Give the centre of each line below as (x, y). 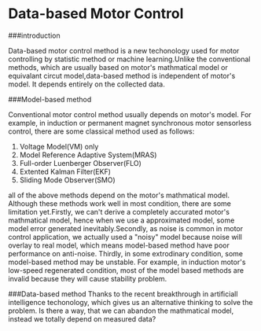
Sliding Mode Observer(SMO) (67, 180)
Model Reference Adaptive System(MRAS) (88, 155)
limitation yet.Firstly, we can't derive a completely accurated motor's (119, 211)
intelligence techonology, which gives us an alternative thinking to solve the (130, 302)
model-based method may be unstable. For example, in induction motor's (127, 262)
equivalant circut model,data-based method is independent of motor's (122, 75)
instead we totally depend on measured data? (82, 318)
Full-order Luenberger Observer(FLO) (80, 163)
